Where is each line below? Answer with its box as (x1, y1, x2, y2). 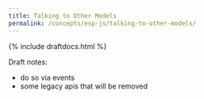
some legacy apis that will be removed (19, 81, 148, 91)
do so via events (19, 72, 75, 82)
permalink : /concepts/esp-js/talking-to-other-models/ (8, 19, 197, 27)
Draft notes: (8, 57, 48, 67)
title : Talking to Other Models (8, 11, 117, 20)
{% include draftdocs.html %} (8, 41, 107, 51)
